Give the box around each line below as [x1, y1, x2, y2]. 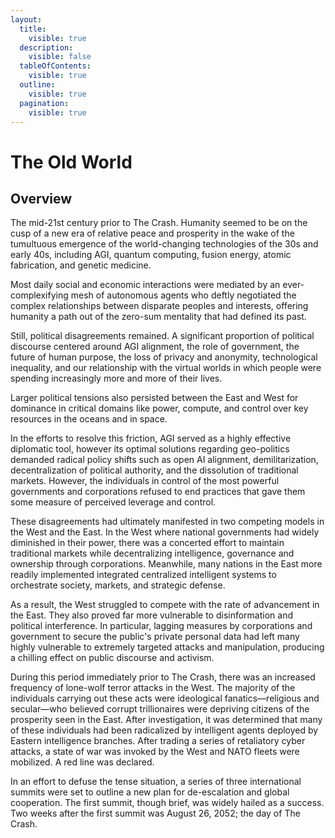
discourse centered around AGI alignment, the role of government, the [10, 341, 300, 353]
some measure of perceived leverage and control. [10, 496, 217, 508]
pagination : [19, 98, 70, 108]
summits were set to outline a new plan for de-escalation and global [10, 786, 290, 798]
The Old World [10, 151, 133, 173]
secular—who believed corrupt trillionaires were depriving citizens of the [10, 703, 310, 715]
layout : [10, 14, 43, 25]
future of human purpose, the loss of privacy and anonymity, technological [10, 351, 318, 363]
